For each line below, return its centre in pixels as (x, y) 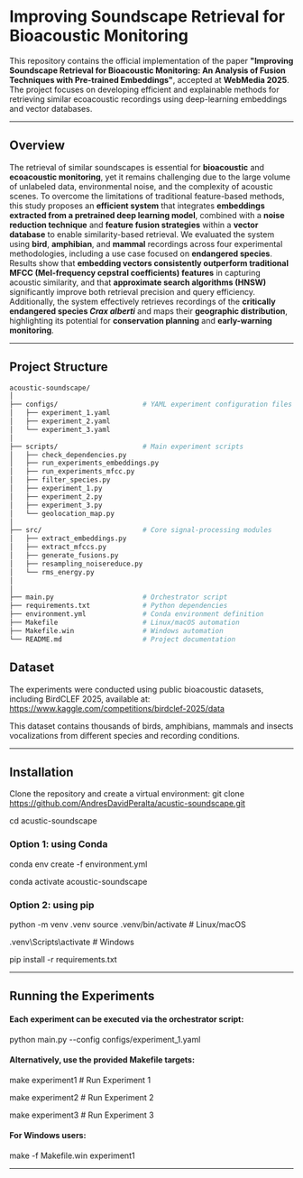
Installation (41, 772)
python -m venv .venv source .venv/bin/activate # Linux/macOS (128, 924)
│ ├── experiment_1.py (56, 489)
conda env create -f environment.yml (78, 864)
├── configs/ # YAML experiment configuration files (151, 405)
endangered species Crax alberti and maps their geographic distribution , (149, 311)
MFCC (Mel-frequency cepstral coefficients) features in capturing (135, 272)
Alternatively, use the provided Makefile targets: (102, 1060)
